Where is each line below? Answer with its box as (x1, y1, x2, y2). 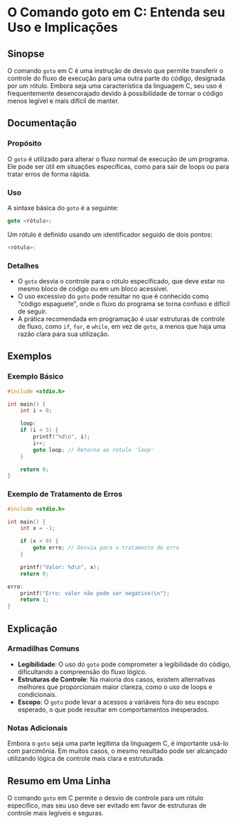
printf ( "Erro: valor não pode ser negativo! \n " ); (20, 590, 171, 597)
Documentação (7, 117, 77, 129)
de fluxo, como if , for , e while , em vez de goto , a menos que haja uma (17, 322, 226, 331)
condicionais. (17, 690, 58, 698)
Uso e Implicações (7, 19, 119, 36)
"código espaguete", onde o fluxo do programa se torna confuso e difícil (17, 300, 230, 308)
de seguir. (17, 307, 48, 316)
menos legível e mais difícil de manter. (7, 97, 119, 105)
